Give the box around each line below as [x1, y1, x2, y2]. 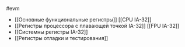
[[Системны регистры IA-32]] [14, 28, 88, 35]
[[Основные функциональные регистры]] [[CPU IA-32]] [14, 16, 152, 23]
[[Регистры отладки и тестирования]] [14, 35, 109, 41]
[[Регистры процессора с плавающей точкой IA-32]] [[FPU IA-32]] [14, 23, 180, 29]
